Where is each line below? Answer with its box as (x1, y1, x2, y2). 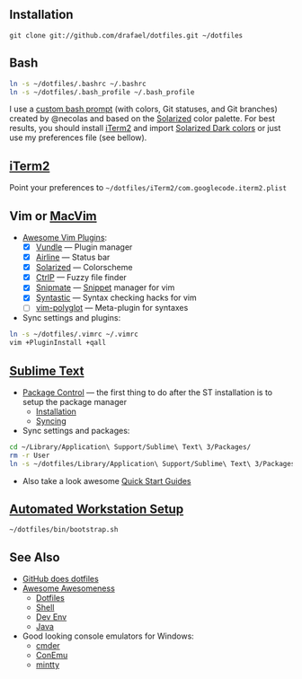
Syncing (35, 416, 67, 426)
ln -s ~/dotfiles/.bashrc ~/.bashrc (9, 79, 147, 88)
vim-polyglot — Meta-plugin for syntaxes (35, 303, 189, 313)
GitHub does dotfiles (22, 574, 99, 585)
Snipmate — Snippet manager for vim (35, 282, 175, 293)
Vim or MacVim (9, 208, 97, 224)
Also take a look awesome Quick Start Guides (22, 475, 191, 486)
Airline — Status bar (35, 251, 111, 263)
